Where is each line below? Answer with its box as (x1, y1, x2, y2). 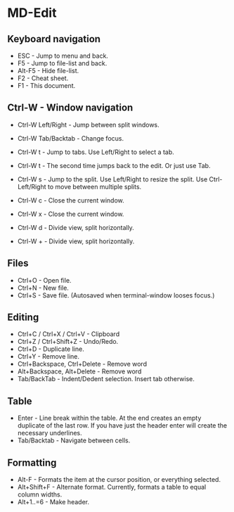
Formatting (7, 456, 57, 468)
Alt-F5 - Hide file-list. (17, 67, 79, 75)
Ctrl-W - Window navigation (7, 102, 134, 114)
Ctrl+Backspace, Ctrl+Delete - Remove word (17, 360, 148, 369)
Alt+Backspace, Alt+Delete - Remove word (17, 367, 142, 376)
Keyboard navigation (7, 33, 100, 45)
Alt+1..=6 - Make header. (17, 498, 90, 506)
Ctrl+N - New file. (17, 283, 69, 292)
